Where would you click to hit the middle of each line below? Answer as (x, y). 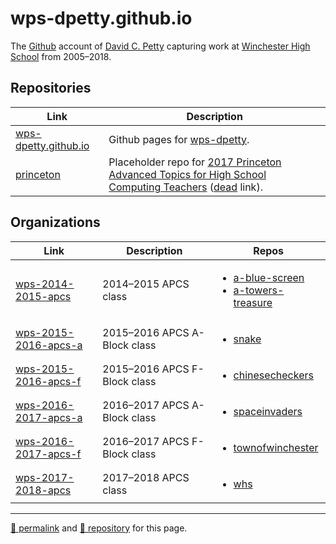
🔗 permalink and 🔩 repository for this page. (99, 528)
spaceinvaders (268, 411)
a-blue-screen (269, 277)
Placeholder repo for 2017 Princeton (195, 162)
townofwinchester (276, 447)
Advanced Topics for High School (187, 174)
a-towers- (259, 290)
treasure (253, 302)
